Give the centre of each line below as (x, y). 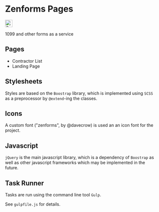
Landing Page (26, 66)
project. (13, 130)
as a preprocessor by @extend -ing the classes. (51, 98)
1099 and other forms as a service (39, 34)
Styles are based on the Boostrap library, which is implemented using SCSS (79, 93)
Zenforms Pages (39, 9)
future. (12, 168)
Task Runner (25, 183)
